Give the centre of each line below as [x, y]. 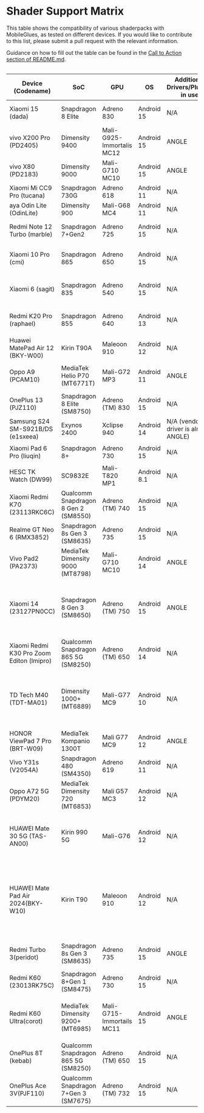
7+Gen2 [73, 234]
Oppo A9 [22, 372]
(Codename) [32, 91]
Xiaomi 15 [24, 109]
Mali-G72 [116, 372]
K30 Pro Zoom [30, 653]
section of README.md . [36, 59]
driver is [178, 429]
